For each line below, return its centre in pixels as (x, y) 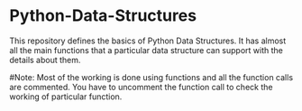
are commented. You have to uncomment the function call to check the (141, 87)
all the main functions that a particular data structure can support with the (146, 50)
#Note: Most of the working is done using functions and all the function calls (151, 77)
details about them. (45, 60)
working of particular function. (66, 97)
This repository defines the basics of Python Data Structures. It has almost (148, 41)
